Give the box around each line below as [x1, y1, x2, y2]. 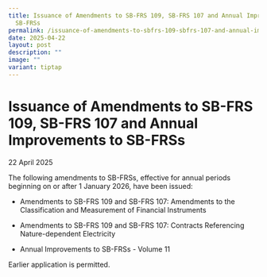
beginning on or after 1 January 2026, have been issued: [8, 181, 193, 190]
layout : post [8, 41, 52, 49]
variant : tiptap [8, 63, 62, 71]
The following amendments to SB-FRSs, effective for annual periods [8, 172, 231, 183]
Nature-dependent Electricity [19, 229, 116, 238]
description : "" [8, 48, 62, 56]
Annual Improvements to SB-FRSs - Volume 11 [19, 244, 171, 254]
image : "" [8, 56, 41, 64]
